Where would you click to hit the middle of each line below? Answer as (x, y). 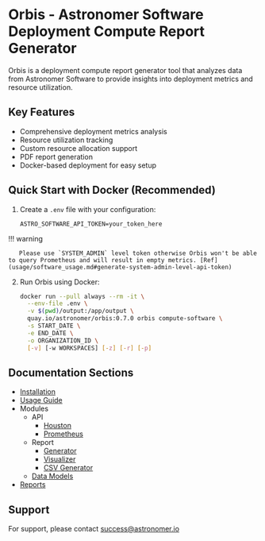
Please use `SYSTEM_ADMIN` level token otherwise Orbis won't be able (138, 253)
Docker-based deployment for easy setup (88, 165)
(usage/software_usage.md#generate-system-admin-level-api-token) (120, 267)
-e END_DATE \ (50, 333)
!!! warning (26, 238)
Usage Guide (41, 400)
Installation (38, 392)
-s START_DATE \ (54, 326)
